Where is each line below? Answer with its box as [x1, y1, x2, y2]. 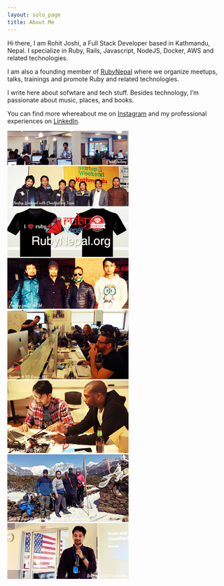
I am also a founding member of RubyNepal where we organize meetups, [7, 67, 218, 76]
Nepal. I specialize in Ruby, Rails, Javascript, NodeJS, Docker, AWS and [7, 46, 214, 55]
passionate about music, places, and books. [7, 95, 134, 104]
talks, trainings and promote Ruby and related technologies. [7, 74, 180, 83]
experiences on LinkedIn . [7, 116, 80, 125]
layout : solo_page [7, 11, 61, 18]
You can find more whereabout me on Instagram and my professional [7, 109, 207, 118]
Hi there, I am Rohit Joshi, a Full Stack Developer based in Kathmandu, [7, 39, 211, 47]
